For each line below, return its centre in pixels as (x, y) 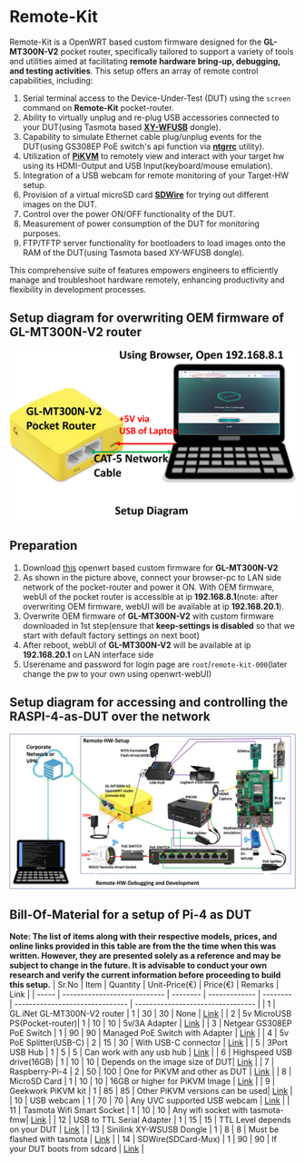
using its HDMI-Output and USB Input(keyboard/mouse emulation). (148, 165)
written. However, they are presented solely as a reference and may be (145, 956)
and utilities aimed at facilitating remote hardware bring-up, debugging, (145, 61)
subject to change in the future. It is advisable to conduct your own (138, 966)
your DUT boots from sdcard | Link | (77, 1149)
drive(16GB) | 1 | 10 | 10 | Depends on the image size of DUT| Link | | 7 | (142, 1062)
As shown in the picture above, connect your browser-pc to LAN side (152, 577)
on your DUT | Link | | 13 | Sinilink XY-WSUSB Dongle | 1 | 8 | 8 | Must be (144, 1129)
